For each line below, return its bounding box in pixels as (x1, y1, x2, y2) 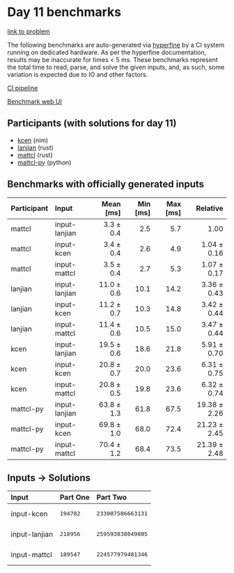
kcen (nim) (17, 136, 49, 144)
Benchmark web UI (7, 97, 63, 105)
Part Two (96, 492, 127, 502)
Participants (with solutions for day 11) (7, 118, 177, 129)
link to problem (7, 27, 50, 36)
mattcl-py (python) (17, 158, 72, 166)
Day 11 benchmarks (7, 4, 122, 20)
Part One (59, 492, 90, 502)
